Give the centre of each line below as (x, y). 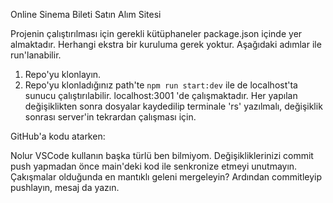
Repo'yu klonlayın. (63, 74)
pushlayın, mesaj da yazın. (65, 187)
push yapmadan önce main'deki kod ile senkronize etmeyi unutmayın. (154, 166)
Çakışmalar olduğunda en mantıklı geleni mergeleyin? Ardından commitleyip (166, 177)
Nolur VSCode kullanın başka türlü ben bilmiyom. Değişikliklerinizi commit (162, 155)
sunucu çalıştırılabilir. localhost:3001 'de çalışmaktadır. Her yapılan (161, 95)
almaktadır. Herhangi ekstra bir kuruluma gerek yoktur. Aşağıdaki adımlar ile (166, 44)
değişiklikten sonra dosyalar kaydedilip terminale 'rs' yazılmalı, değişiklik (173, 106)
